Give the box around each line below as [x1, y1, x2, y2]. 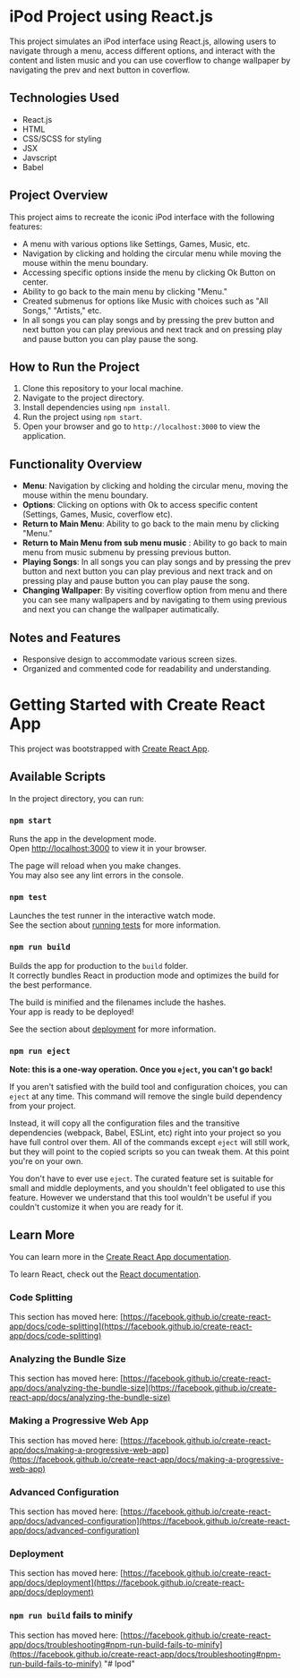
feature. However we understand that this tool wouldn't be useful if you [9, 1192, 272, 1203]
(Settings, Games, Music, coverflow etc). [21, 509, 173, 520]
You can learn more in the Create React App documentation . [9, 1251, 232, 1262]
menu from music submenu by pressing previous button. [21, 547, 232, 558]
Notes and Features [9, 629, 121, 646]
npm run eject [9, 1046, 71, 1056]
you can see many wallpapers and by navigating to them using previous [21, 595, 287, 605]
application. [21, 431, 66, 441]
